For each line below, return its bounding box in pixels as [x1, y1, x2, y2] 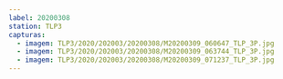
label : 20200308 [8, 13, 70, 23]
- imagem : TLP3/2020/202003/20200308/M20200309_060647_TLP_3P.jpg [16, 38, 275, 48]
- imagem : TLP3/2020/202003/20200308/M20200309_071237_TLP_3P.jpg [16, 55, 275, 64]
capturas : [8, 30, 47, 39]
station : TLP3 [8, 22, 63, 31]
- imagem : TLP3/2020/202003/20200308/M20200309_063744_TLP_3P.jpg [16, 47, 275, 56]
